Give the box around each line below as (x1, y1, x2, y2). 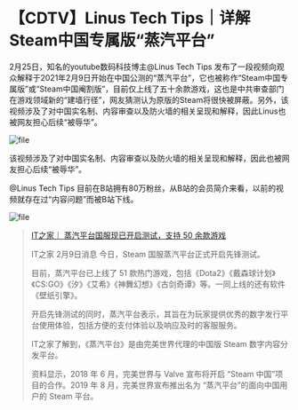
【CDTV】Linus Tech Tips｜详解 (9, 8, 251, 28)
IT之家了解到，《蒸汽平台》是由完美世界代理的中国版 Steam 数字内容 (30, 338, 281, 349)
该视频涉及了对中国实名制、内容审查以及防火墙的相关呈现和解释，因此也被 (9, 153, 282, 163)
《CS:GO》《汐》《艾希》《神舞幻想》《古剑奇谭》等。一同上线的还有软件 (30, 279, 286, 289)
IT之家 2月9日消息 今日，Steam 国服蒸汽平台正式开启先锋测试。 (30, 248, 265, 259)
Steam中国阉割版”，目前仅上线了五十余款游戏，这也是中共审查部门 (39, 83, 285, 94)
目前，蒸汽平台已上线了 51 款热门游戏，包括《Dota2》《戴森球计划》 (30, 267, 276, 278)
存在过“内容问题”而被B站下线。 (24, 193, 139, 204)
